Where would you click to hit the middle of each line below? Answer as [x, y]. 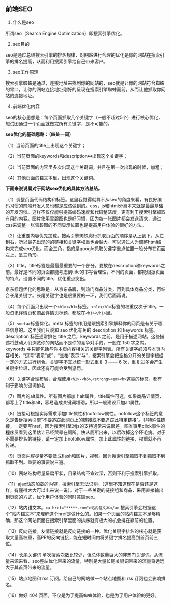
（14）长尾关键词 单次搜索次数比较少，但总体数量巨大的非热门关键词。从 [82, 555]
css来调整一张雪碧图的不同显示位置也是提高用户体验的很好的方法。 [76, 225]
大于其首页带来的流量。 [30, 567]
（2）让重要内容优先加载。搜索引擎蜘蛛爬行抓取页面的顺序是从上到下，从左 [85, 235]
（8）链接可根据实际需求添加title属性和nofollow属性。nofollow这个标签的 [82, 413]
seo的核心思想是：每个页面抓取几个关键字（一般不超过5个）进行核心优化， [84, 117]
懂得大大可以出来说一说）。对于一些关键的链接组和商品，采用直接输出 [91, 490]
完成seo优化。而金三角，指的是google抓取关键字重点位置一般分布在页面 [90, 248]
